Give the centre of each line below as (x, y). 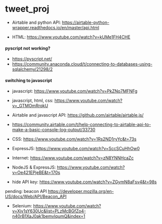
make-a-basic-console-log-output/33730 (54, 130)
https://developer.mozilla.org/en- (81, 191)
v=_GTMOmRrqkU (30, 106)
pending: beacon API (26, 191)
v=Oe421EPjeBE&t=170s (36, 172)
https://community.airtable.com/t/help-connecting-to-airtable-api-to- (81, 124)
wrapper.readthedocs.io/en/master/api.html (56, 27)
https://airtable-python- (86, 22)
